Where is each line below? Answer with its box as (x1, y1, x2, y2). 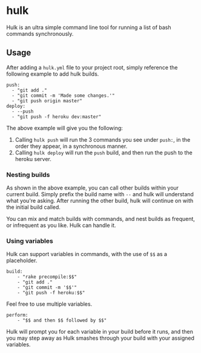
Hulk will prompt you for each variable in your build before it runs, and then (6, 328, 194, 335)
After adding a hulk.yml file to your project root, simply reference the (6, 64, 178, 71)
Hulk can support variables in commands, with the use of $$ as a (6, 251, 168, 258)
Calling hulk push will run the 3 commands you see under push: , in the (15, 136, 191, 143)
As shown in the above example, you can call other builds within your (6, 184, 179, 191)
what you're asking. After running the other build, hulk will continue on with (6, 197, 194, 205)
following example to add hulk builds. (6, 70, 99, 78)
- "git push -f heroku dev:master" (12, 113, 102, 120)
